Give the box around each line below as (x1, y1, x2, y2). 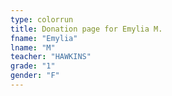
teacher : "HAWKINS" (10, 52, 92, 62)
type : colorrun (10, 14, 74, 25)
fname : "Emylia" (10, 33, 78, 43)
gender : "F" (10, 71, 60, 81)
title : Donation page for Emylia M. (10, 24, 163, 34)
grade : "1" (10, 61, 56, 71)
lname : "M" (10, 42, 56, 53)
